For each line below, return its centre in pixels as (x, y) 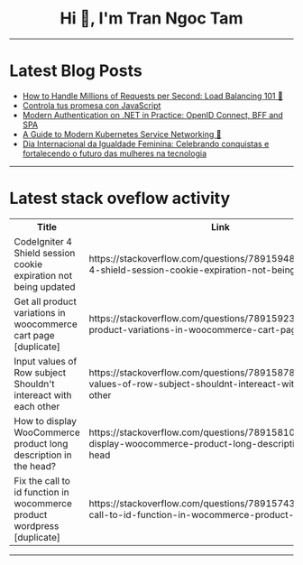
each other (37, 406)
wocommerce (43, 503)
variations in (40, 312)
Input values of (46, 361)
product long (41, 443)
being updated (45, 286)
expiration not (43, 275)
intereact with (43, 394)
